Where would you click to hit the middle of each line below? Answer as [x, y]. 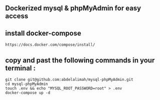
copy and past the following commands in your [80, 60]
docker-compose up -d [28, 93]
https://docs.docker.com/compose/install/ [50, 45]
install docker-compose [43, 33]
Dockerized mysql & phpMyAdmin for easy [73, 8]
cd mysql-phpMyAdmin [27, 84]
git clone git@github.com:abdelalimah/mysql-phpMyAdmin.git [69, 80]
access [17, 16]
